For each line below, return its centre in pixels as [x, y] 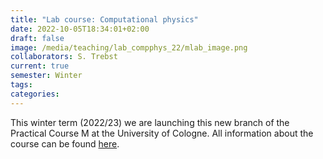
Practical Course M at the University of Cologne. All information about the [162, 133]
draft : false [37, 38]
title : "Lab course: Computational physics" [104, 19]
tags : [21, 85]
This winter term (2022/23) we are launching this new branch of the [150, 122]
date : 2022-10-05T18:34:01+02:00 [80, 29]
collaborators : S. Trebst [64, 57]
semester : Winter [46, 76]
